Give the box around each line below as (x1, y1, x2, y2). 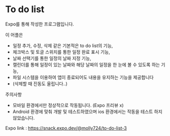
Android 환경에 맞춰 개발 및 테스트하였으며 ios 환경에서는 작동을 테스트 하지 (12, 108, 162, 115)
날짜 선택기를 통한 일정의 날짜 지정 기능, (12, 55, 91, 61)
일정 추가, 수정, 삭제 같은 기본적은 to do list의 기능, (12, 42, 113, 49)
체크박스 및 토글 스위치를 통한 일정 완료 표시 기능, (12, 49, 110, 55)
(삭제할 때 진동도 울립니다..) (12, 80, 67, 87)
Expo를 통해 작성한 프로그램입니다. (5, 21, 75, 27)
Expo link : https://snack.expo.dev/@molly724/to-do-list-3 (5, 125, 127, 131)
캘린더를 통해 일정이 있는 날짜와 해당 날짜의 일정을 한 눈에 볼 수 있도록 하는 (12, 61, 160, 67)
